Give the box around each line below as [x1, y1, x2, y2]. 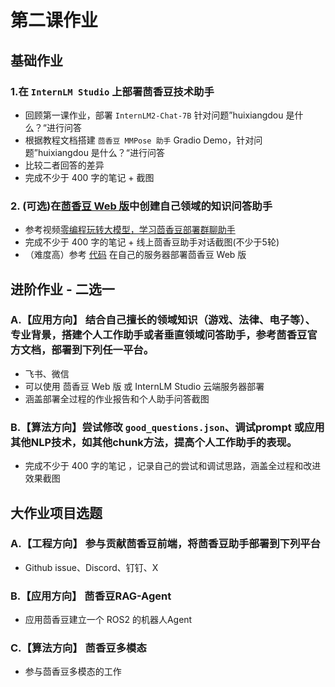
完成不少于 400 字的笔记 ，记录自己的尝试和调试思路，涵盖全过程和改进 [24, 460, 322, 472]
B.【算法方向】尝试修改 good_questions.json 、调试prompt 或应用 [10, 420, 325, 434]
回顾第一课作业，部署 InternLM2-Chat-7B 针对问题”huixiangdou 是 [24, 109, 295, 121]
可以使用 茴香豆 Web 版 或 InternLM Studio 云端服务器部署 [24, 380, 265, 392]
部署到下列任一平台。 [51, 343, 155, 357]
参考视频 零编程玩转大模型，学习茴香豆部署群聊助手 [24, 224, 236, 236]
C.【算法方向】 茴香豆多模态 [10, 641, 147, 655]
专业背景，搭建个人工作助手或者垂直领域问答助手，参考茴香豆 [10, 328, 308, 342]
